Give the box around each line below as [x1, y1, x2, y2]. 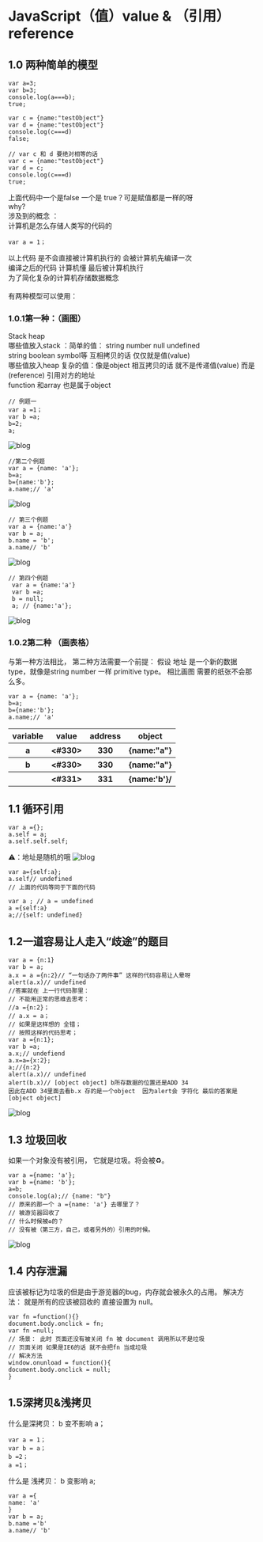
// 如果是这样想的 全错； [8, 1020, 81, 1029]
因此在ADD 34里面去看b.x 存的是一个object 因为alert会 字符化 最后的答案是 [8, 1088, 239, 1096]
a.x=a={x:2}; [8, 1057, 51, 1065]
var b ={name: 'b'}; [8, 1179, 77, 1187]
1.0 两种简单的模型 [8, 58, 99, 71]
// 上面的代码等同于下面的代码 [8, 883, 96, 891]
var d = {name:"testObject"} [8, 121, 104, 129]
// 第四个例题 [8, 575, 49, 583]
